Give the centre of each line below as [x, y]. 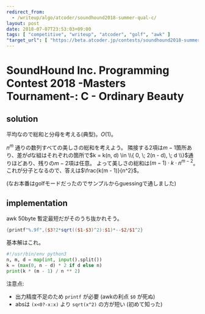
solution [22, 119]
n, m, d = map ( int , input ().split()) [54, 260]
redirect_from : [26, 12]
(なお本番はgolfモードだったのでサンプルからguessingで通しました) [92, 184]
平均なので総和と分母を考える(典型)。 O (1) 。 [62, 134]
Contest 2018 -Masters [66, 84]
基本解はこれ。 [25, 242]
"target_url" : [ [27, 40]
